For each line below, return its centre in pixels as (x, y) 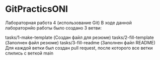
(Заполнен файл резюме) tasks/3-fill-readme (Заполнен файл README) (80, 42)
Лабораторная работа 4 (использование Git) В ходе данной (69, 23)
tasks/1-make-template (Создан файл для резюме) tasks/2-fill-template (80, 37)
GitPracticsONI (37, 9)
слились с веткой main (29, 53)
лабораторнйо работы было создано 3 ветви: (53, 28)
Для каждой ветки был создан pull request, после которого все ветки (79, 48)
